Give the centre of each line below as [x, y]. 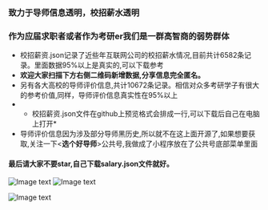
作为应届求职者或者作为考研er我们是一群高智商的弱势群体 [119, 36]
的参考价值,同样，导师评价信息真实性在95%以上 [99, 95]
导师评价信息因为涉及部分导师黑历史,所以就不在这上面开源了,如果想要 [134, 134]
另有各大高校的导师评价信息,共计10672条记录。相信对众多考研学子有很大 [140, 85]
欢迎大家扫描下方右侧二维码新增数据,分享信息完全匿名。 [112, 75]
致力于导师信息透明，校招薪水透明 [74, 12]
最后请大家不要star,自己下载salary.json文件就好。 [91, 164]
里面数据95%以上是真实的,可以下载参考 [99, 65]
